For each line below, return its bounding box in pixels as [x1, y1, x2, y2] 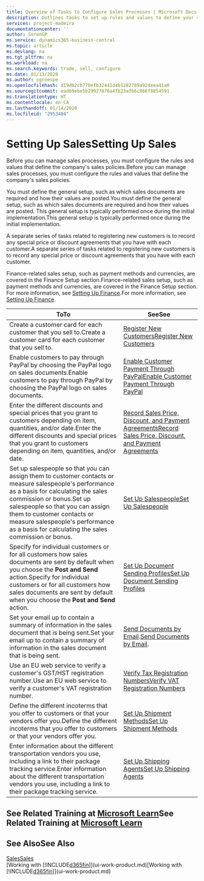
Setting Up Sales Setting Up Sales [6, 137, 177, 151]
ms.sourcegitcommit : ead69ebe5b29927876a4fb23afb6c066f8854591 [6, 88, 170, 94]
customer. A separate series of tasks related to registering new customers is [6, 245, 196, 252]
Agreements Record [123, 424, 179, 433]
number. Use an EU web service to [9, 677, 107, 685]
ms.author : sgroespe [6, 77, 59, 83]
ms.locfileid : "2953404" [6, 111, 69, 117]
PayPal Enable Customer [123, 372, 192, 381]
